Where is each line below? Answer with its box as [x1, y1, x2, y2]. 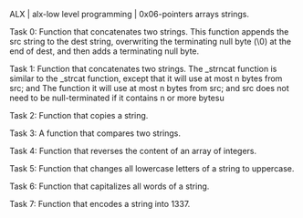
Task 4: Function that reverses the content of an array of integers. [9, 146, 257, 156]
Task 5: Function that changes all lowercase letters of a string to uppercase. [9, 163, 295, 173]
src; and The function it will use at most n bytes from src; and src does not [9, 83, 289, 93]
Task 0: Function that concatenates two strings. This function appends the [9, 26, 289, 36]
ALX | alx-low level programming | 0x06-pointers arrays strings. [9, 9, 249, 19]
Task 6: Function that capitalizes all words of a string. [9, 181, 210, 192]
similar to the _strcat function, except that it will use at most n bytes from [9, 73, 283, 84]
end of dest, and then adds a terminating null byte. [9, 46, 200, 57]
